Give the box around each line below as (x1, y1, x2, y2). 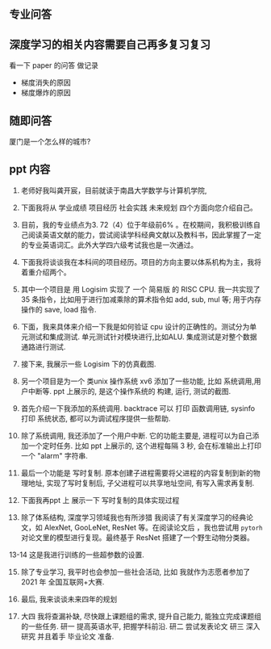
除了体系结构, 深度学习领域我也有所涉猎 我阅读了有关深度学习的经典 (20, 512, 247, 522)
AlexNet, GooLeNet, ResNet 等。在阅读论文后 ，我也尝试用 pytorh (44, 522, 263, 532)
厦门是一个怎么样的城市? (9, 136, 91, 147)
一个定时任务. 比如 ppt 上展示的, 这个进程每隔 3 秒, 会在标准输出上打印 (27, 441, 261, 450)
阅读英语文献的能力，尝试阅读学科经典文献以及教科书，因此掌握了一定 (27, 229, 261, 240)
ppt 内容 (9, 162, 51, 176)
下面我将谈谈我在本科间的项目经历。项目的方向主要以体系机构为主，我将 (20, 257, 261, 266)
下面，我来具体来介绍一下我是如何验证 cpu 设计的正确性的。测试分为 (20, 321, 250, 331)
